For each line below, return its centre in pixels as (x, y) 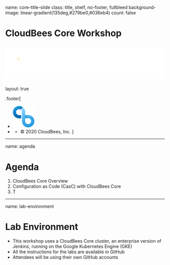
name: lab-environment (30, 207)
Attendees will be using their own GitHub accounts (65, 257)
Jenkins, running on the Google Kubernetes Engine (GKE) (72, 247)
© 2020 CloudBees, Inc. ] (47, 132)
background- (142, 7)
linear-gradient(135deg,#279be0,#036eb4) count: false (78, 13)
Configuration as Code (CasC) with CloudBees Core (67, 186)
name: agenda (20, 146)
